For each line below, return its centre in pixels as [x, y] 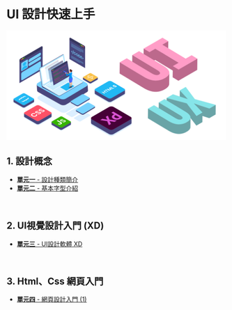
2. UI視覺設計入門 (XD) [55, 226]
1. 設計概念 [30, 161]
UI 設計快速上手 [51, 14]
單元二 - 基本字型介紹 [47, 188]
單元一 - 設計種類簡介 [47, 179]
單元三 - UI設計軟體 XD [49, 244]
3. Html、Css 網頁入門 [55, 281]
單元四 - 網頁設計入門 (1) [52, 300]
